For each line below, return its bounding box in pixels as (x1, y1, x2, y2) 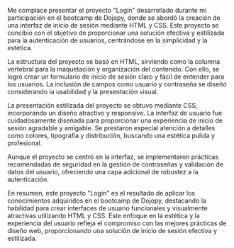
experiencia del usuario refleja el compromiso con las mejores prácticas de (7, 219, 227, 227)
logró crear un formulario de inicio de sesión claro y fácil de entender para (7, 72, 225, 81)
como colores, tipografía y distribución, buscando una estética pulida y (7, 131, 215, 140)
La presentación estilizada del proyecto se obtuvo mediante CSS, (7, 101, 198, 109)
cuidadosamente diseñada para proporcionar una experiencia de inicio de (7, 116, 223, 125)
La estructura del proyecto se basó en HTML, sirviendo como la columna (7, 57, 221, 66)
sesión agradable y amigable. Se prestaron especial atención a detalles (7, 124, 216, 132)
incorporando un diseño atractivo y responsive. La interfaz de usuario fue (7, 109, 223, 117)
